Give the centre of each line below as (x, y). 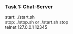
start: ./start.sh (20, 17)
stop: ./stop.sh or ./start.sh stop (37, 22)
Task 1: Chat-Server (29, 7)
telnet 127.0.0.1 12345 (26, 27)
